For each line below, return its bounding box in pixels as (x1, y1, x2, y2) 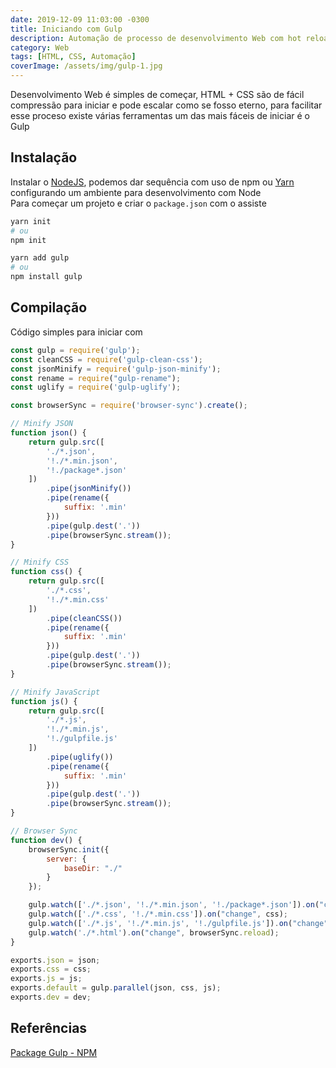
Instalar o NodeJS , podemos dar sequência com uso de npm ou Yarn (10, 176, 295, 188)
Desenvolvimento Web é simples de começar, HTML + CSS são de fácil (10, 89, 305, 100)
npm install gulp (10, 272, 83, 282)
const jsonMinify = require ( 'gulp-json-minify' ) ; (10, 364, 222, 374)
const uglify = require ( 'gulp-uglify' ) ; (10, 382, 182, 393)
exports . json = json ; (10, 955, 101, 965)
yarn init (10, 216, 52, 226)
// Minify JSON (10, 419, 74, 429)
